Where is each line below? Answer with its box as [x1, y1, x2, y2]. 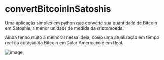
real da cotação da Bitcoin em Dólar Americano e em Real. [5, 39, 124, 45]
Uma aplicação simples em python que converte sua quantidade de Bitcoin [5, 20, 158, 26]
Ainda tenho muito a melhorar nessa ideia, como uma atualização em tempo [5, 34, 159, 40]
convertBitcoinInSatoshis [5, 3, 112, 15]
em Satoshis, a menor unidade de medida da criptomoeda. [5, 25, 124, 30]
